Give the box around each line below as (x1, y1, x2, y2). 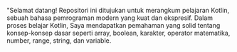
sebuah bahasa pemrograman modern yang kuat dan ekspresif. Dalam (6, 14, 214, 22)
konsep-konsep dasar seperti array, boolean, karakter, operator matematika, (6, 28, 231, 37)
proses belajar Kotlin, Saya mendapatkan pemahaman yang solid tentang (6, 21, 221, 29)
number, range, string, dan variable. (6, 36, 112, 45)
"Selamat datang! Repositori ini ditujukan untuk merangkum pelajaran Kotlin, (6, 6, 229, 14)
